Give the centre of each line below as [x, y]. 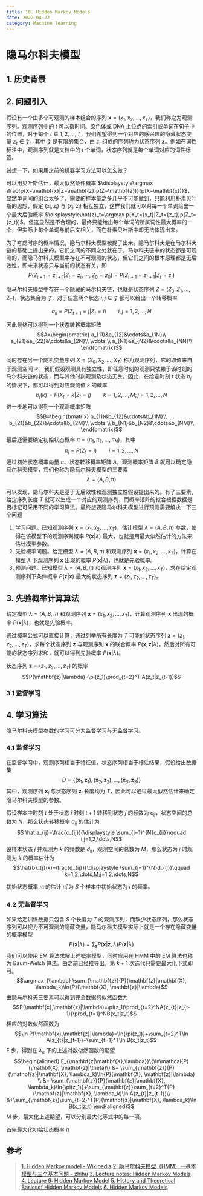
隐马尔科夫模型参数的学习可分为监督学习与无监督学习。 [75, 730]
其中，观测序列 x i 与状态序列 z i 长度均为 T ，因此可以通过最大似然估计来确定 [101, 792]
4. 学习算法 [27, 715]
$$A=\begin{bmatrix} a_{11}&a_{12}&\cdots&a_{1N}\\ [101, 335]
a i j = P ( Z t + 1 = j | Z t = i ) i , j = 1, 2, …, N [101, 312]
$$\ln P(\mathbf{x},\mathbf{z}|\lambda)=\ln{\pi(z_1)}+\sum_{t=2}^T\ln [101, 1034]
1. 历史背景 [26, 79]
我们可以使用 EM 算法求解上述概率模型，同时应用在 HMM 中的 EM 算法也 [97, 956]
